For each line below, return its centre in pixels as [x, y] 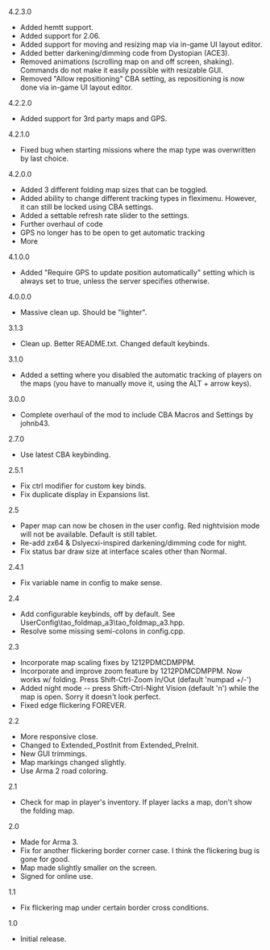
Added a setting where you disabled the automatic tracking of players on [141, 375]
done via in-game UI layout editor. [76, 87]
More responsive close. [59, 737]
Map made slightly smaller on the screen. [88, 868]
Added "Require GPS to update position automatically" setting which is [137, 272]
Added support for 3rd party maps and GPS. [93, 119]
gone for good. [45, 859]
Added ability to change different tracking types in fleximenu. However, [138, 198]
